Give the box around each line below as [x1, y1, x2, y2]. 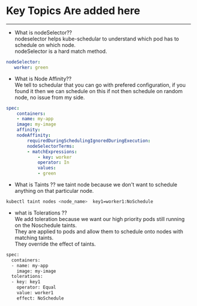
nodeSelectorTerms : [27, 143, 75, 149]
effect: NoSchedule [16, 295, 64, 301]
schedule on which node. [14, 41, 76, 48]
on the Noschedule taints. [14, 222, 77, 229]
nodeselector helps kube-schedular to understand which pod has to [14, 35, 179, 42]
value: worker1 [16, 290, 54, 296]
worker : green [13, 64, 49, 70]
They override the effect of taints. [14, 240, 96, 247]
